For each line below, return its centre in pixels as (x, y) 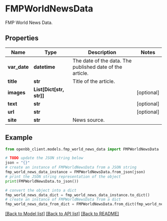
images (17, 92)
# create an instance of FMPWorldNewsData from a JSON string (71, 168)
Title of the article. (94, 81)
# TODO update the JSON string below (44, 158)
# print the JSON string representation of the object (63, 177)
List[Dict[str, (49, 89)
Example (19, 138)
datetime (44, 67)
